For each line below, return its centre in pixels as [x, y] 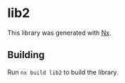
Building [26, 55]
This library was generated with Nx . [59, 33]
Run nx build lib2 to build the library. [63, 72]
